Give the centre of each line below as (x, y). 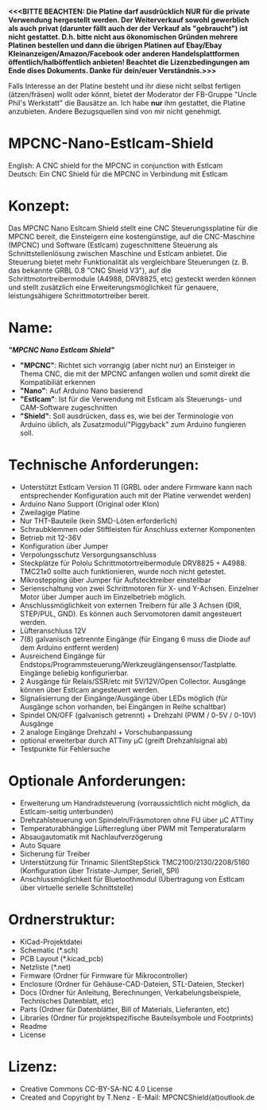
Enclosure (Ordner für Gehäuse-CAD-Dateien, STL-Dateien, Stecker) (132, 984)
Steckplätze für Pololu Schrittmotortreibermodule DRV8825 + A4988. (133, 563)
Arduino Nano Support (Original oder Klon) (90, 503)
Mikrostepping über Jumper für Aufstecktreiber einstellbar (115, 580)
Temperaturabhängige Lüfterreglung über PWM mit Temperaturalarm (133, 828)
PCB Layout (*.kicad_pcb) (62, 958)
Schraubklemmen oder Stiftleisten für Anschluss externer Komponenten (137, 529)
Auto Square (40, 845)
